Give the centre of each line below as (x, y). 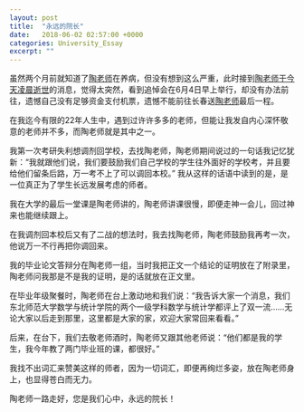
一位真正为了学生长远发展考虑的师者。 (81, 185)
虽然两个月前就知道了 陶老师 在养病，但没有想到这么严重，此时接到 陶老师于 (148, 79)
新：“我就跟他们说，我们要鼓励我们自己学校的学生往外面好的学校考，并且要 (150, 162)
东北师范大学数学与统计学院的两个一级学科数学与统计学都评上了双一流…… (147, 307)
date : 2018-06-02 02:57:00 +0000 (76, 34)
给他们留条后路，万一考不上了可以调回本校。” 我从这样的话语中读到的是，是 (149, 174)
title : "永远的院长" (47, 26)
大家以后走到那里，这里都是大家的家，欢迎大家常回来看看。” (128, 319)
